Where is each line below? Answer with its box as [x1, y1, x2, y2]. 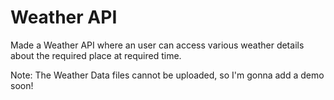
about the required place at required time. [10, 49, 182, 61]
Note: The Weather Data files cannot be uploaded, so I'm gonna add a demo [10, 69, 325, 81]
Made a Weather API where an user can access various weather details [10, 39, 305, 51]
